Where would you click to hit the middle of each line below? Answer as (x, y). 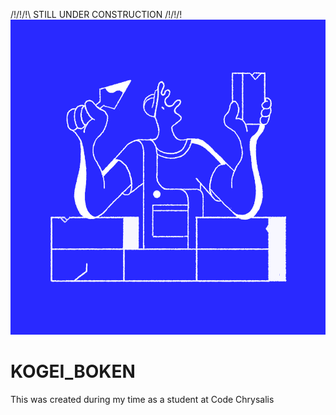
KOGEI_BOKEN (73, 371)
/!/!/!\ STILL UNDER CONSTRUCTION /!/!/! (96, 14)
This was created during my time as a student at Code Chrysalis (142, 399)
